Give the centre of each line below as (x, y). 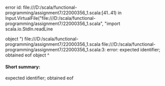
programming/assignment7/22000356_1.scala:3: (56, 50)
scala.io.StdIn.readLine (29, 29)
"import (112, 23)
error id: (14, 7)
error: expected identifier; (134, 50)
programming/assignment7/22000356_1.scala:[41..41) (61, 13)
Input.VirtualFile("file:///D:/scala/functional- (51, 18)
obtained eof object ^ (27, 55)
